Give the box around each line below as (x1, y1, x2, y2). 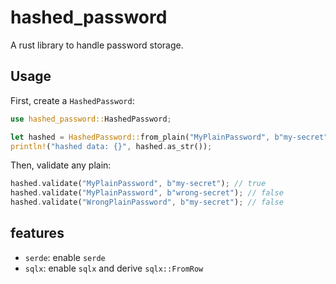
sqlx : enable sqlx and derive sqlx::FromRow (24, 262, 204, 274)
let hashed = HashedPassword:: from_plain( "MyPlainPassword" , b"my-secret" (10, 132, 329, 142)
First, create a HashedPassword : (10, 94, 135, 106)
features (10, 225, 65, 242)
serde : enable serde (24, 251, 106, 263)
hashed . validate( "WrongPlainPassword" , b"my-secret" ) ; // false (10, 197, 284, 208)
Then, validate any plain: (10, 159, 112, 171)
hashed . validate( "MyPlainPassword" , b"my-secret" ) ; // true (10, 179, 267, 189)
